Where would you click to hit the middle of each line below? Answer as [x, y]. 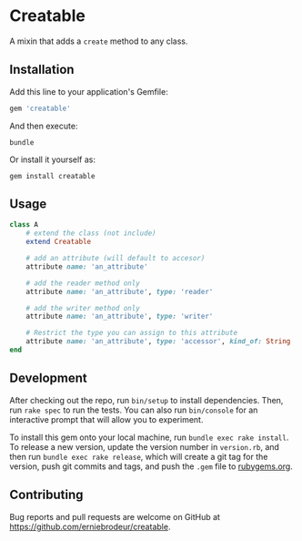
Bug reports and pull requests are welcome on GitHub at [115, 516]
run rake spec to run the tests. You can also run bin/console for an [134, 410]
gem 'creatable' [40, 108]
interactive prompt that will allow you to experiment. [106, 419]
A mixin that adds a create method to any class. [99, 41]
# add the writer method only [83, 308]
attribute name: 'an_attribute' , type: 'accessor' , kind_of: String [158, 342]
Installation [42, 70]
